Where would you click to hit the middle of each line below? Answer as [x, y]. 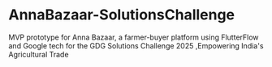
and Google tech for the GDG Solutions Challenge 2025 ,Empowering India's [136, 45]
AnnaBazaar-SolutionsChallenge [122, 15]
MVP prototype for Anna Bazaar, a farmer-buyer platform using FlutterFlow [134, 37]
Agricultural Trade [39, 54]
